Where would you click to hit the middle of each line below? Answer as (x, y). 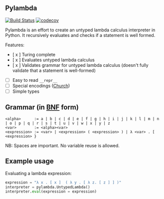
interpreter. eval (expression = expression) (51, 192)
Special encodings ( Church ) (41, 86)
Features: (15, 45)
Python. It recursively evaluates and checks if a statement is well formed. (80, 35)
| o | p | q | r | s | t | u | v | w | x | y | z (58, 123)
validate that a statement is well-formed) (54, 70)
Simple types (26, 91)
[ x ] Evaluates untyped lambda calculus (53, 60)
